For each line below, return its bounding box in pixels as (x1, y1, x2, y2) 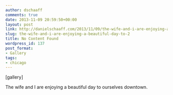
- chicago (5, 60, 27, 65)
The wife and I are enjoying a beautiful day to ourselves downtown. (5, 84, 148, 90)
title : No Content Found (5, 36, 59, 42)
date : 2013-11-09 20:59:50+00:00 (5, 17, 77, 22)
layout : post (5, 22, 33, 27)
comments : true (5, 12, 38, 17)
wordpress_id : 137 (5, 41, 45, 46)
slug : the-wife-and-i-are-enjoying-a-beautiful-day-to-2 (5, 31, 130, 36)
